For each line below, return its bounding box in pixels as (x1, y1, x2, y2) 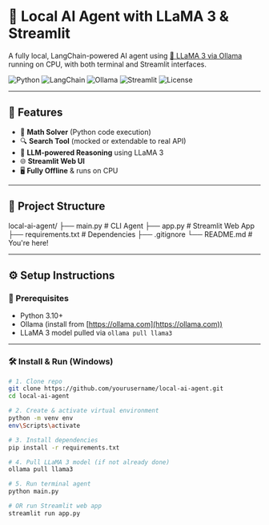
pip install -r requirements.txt (8, 443, 120, 452)
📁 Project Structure (8, 200, 106, 214)
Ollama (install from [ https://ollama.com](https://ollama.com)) (19, 319, 223, 329)
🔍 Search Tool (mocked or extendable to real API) (19, 136, 187, 145)
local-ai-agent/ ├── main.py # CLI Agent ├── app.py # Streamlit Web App (8, 221, 255, 230)
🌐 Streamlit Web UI (19, 156, 86, 165)
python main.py (8, 487, 59, 496)
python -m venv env (8, 414, 74, 422)
